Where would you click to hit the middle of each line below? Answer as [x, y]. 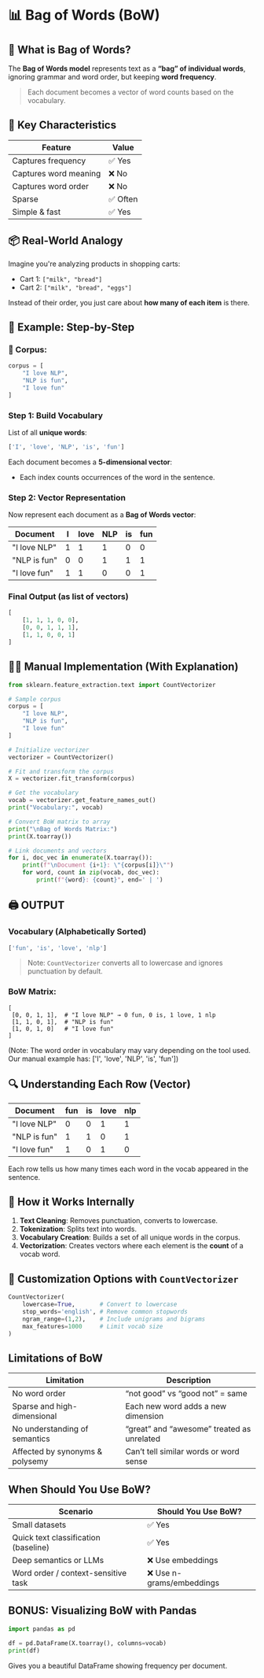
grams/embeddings [183, 1583]
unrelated [143, 1439]
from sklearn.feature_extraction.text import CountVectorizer [112, 685]
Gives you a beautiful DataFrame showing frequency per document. [118, 1665]
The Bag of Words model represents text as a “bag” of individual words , [127, 68]
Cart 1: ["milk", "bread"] [61, 279]
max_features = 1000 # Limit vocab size [93, 1326]
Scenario [76, 1512]
